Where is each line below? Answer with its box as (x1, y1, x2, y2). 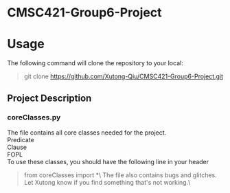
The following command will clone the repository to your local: (7, 59, 183, 67)
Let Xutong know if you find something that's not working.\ (23, 178, 191, 186)
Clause (7, 143, 27, 151)
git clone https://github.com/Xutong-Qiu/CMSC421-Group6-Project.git (23, 72, 224, 80)
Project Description (7, 92, 92, 104)
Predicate (7, 135, 34, 144)
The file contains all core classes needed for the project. (7, 128, 167, 137)
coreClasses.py (7, 113, 61, 122)
